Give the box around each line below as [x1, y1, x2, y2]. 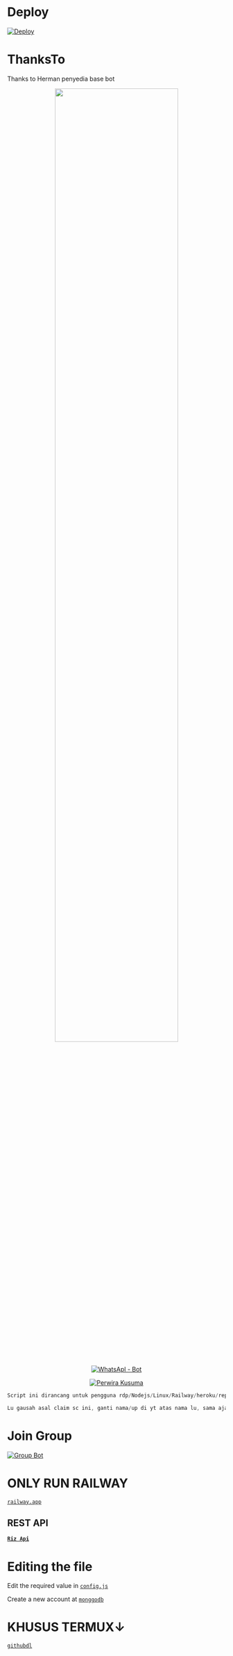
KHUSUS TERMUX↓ [7, 1619, 126, 1635]
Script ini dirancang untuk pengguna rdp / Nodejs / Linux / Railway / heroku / [7, 1392, 218, 1399]
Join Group [7, 1428, 73, 1443]
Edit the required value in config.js [7, 1582, 109, 1590]
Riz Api [7, 1536, 30, 1543]
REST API [7, 1517, 49, 1529]
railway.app [7, 1498, 42, 1505]
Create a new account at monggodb [7, 1595, 104, 1603]
